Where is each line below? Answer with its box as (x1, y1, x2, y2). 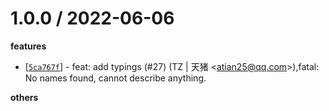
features (10, 40, 47, 52)
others (10, 91, 39, 103)
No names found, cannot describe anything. (24, 72, 207, 84)
